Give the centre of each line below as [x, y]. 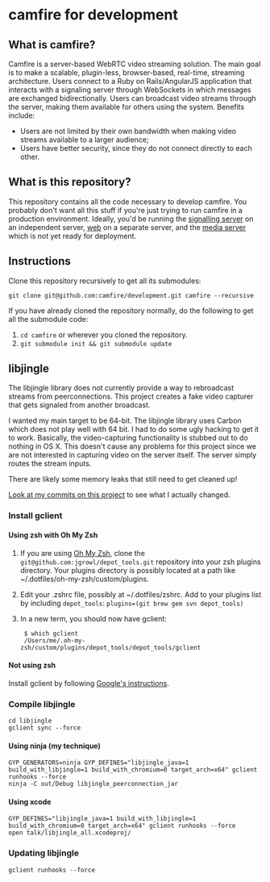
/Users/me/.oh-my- [55, 640]
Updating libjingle [44, 853]
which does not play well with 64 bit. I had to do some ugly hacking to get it [134, 429]
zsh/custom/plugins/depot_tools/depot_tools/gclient [110, 647]
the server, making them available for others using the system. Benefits [127, 107]
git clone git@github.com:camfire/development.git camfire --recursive [131, 295]
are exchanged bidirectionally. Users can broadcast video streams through [132, 98]
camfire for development [93, 15]
